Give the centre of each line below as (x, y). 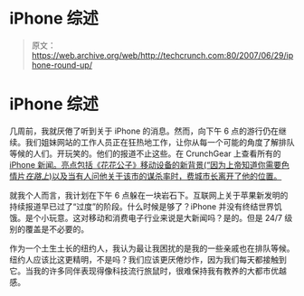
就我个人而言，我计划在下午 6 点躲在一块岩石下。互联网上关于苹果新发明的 (149, 195)
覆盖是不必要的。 (57, 229)
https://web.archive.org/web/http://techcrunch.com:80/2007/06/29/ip (162, 55)
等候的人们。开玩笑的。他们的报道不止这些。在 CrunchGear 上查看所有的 (146, 153)
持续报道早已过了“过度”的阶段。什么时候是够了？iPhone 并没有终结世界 (142, 206)
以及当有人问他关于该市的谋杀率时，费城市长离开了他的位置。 (167, 176)
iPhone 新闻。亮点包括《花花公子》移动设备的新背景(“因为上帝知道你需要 (146, 164)
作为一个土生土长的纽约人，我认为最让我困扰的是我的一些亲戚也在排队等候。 (152, 248)
